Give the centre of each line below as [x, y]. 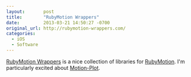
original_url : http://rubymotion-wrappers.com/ [66, 28]
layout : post [30, 12]
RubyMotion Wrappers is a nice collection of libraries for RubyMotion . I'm [95, 61]
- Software [25, 45]
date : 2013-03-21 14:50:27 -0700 [58, 23]
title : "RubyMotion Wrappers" [53, 17]
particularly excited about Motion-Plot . [53, 68]
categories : [21, 34]
